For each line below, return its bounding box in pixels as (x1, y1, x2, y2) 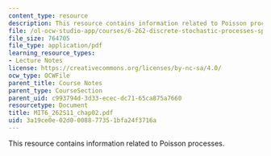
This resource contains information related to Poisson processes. (8, 138, 225, 148)
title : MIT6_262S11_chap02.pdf (8, 109, 114, 117)
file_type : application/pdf (8, 42, 103, 50)
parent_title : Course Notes (8, 79, 103, 87)
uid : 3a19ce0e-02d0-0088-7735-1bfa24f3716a (8, 117, 157, 125)
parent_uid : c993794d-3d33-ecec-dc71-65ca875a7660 (8, 94, 182, 102)
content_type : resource (8, 11, 89, 20)
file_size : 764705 (8, 34, 70, 43)
